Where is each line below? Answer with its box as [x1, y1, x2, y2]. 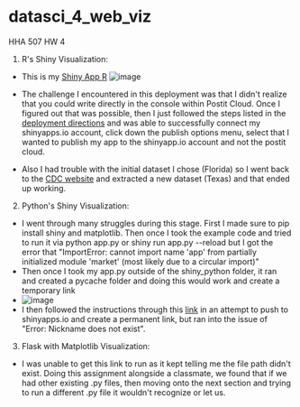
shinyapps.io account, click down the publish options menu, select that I [21, 126, 290, 137]
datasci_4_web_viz [8, 6, 152, 27]
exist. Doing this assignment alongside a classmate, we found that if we [21, 367, 287, 378]
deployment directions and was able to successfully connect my [21, 117, 261, 128]
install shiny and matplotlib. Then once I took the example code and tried [21, 227, 292, 238]
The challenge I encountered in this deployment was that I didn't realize [21, 88, 287, 99]
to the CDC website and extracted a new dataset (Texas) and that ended [21, 173, 290, 184]
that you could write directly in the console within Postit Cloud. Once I [21, 97, 281, 109]
